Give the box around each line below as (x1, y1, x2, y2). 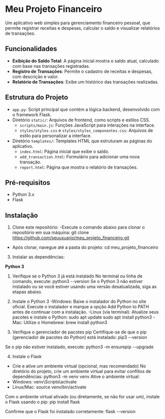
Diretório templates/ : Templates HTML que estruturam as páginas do (12, 138, 153, 144)
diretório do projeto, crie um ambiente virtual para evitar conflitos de (12, 369, 151, 374)
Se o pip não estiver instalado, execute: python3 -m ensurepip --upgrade (5, 344, 154, 350)
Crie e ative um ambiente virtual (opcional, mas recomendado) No (12, 363, 146, 369)
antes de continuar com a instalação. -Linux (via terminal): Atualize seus (12, 309, 159, 315)
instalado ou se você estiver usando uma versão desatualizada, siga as (12, 283, 157, 290)
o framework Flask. (12, 111, 52, 117)
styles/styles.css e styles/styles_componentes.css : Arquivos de (19, 127, 153, 133)
